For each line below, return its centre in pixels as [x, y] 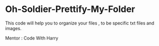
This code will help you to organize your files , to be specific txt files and [80, 23]
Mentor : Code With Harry [32, 38]
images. [13, 28]
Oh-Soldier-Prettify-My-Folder [70, 9]
